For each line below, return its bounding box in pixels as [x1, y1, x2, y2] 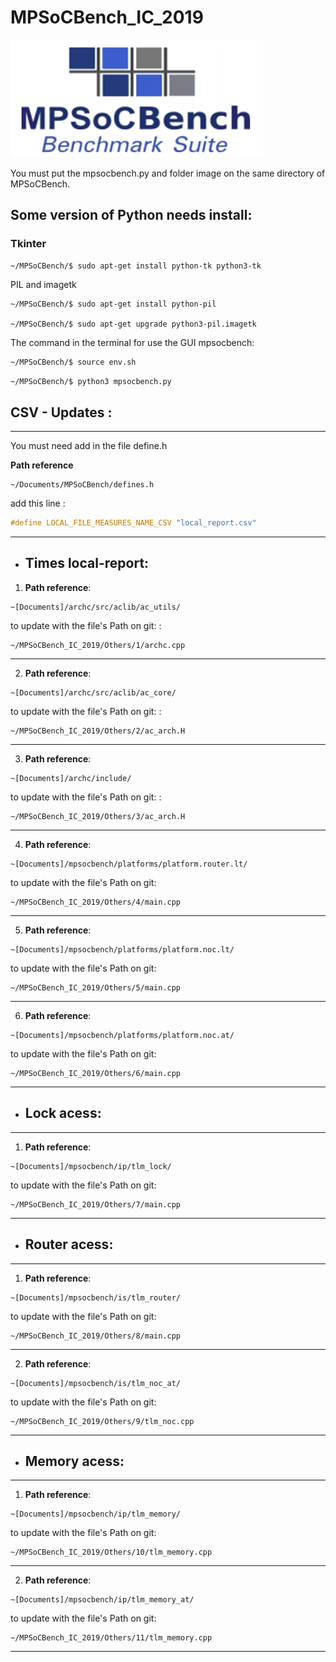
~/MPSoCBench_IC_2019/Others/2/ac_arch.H [10, 726, 186, 736]
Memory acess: [24, 1452, 125, 1470]
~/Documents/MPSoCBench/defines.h [10, 480, 155, 490]
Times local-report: [24, 555, 150, 572]
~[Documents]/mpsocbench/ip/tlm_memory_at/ [10, 1595, 195, 1605]
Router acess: [24, 1236, 114, 1253]
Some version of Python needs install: [10, 207, 253, 224]
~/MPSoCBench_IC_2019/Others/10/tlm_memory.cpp [10, 1547, 213, 1558]
